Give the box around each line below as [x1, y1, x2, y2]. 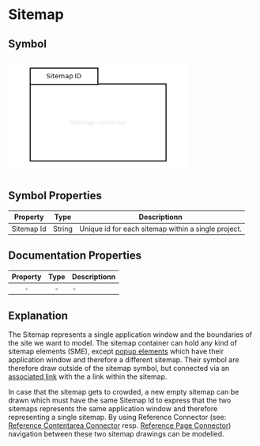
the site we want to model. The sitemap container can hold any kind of [8, 338, 237, 347]
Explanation [8, 308, 69, 322]
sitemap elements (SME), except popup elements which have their [8, 346, 224, 356]
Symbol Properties [8, 189, 103, 202]
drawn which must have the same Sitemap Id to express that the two [8, 395, 232, 405]
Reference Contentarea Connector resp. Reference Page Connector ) [8, 421, 232, 430]
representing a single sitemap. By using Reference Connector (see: [8, 412, 227, 421]
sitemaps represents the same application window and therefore [8, 403, 218, 413]
